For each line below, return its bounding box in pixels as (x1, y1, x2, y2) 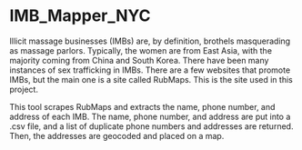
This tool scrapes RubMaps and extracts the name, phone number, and (9, 101, 276, 112)
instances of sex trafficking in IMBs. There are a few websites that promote (9, 65, 291, 75)
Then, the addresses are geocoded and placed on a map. (9, 130, 225, 141)
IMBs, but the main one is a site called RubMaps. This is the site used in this (9, 74, 293, 85)
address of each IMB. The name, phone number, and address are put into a (9, 111, 291, 122)
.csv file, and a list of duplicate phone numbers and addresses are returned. (9, 120, 294, 132)
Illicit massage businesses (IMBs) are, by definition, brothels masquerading (9, 35, 291, 46)
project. (9, 84, 39, 95)
